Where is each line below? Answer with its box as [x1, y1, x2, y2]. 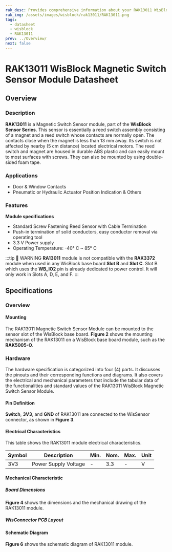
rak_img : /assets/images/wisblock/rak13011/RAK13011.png [5, 12, 130, 17]
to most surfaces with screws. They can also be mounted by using [5, 154, 145, 160]
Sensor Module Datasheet [5, 74, 119, 85]
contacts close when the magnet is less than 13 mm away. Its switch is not [5, 137, 162, 143]
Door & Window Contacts [12, 183, 67, 189]
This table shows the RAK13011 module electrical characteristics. [5, 440, 142, 446]
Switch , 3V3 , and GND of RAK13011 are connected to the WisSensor [5, 411, 150, 417]
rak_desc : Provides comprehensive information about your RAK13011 [5, 7, 153, 13]
